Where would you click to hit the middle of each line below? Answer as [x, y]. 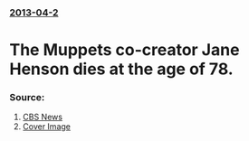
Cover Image [46, 127]
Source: [27, 98]
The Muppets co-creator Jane [124, 50]
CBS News [43, 117]
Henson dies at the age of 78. [121, 69]
